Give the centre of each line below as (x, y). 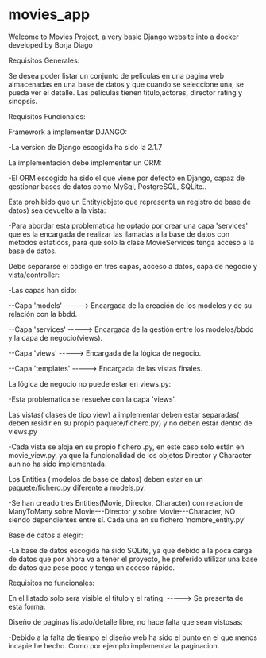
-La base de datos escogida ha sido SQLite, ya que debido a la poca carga (130, 550)
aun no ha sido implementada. (58, 464)
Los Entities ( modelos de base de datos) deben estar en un (106, 479)
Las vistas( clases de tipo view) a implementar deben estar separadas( (124, 414)
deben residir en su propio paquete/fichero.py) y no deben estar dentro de (130, 423)
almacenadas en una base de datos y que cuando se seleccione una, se (126, 84)
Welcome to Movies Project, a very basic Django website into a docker (124, 37)
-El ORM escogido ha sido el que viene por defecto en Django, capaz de (126, 178)
